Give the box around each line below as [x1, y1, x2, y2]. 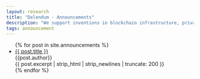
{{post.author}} [14, 54, 52, 61]
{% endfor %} [14, 67, 49, 74]
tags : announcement [6, 25, 55, 31]
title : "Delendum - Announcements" [6, 14, 95, 20]
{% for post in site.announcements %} [14, 42, 109, 49]
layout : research [6, 8, 49, 15]
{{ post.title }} [14, 48, 49, 55]
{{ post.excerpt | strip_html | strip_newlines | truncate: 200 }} [14, 61, 165, 68]
